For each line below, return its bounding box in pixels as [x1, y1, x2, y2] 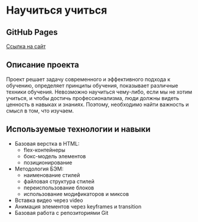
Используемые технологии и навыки [6, 124, 151, 134]
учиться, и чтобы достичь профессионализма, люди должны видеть [6, 94, 179, 101]
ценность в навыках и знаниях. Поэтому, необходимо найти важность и [6, 101, 189, 108]
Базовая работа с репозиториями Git [14, 209, 109, 216]
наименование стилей [23, 171, 80, 178]
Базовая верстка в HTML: [14, 140, 80, 147]
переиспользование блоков [23, 184, 95, 191]
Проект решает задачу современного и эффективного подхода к [6, 75, 171, 83]
